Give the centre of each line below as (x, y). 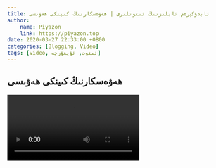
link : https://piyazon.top (59, 33)
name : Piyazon (40, 27)
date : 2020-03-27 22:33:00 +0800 (56, 40)
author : (19, 20)
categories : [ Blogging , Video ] (53, 46)
